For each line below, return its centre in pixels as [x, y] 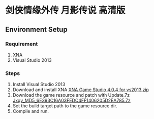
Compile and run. [31, 111]
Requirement [22, 44]
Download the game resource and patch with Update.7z [71, 95]
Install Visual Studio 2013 [39, 85]
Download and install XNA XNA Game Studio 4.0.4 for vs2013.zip [81, 90]
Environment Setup [36, 29]
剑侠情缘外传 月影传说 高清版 [65, 10]
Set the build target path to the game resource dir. [65, 106]
